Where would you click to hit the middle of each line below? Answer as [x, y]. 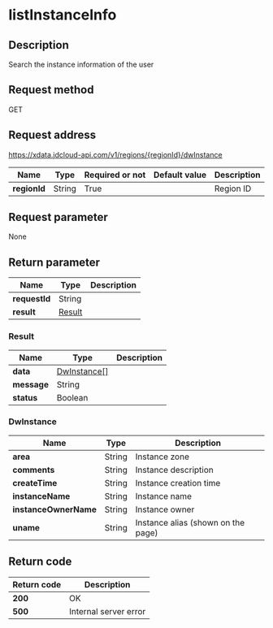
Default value [180, 175]
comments [34, 470]
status [25, 397]
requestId [32, 299]
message [30, 384]
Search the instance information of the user [81, 64]
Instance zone [162, 457]
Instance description [174, 470]
